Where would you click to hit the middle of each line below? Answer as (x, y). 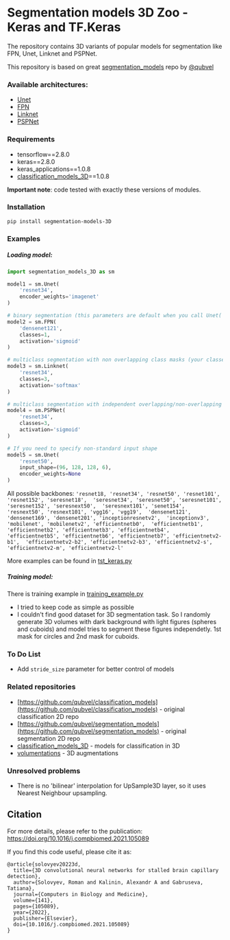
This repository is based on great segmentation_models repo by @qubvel (111, 67)
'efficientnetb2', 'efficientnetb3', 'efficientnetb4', (88, 530)
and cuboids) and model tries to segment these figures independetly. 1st (119, 629)
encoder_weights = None (50, 474)
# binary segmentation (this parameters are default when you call (105, 316)
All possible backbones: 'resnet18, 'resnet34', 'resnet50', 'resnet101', (114, 494)
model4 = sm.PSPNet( (37, 411)
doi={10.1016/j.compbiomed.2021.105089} (72, 924)
